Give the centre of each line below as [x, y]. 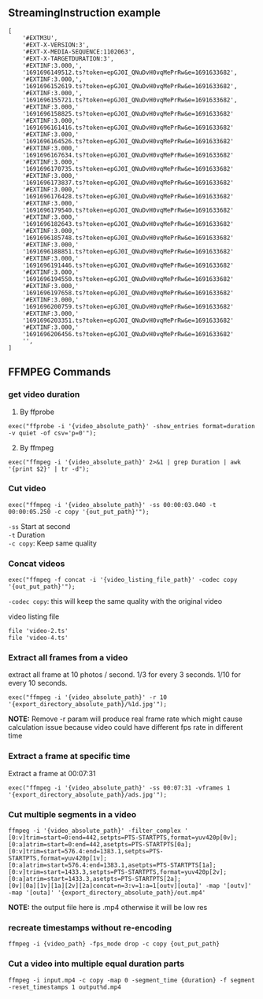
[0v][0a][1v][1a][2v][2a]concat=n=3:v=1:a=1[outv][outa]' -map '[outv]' [130, 886]
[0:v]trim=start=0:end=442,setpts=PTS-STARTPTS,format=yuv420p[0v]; [123, 838]
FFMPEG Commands [60, 372]
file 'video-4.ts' [38, 638]
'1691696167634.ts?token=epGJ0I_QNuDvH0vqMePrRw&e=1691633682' [128, 155]
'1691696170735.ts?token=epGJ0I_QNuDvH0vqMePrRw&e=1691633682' [128, 168]
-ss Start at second [39, 526]
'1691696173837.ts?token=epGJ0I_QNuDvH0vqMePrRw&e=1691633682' [128, 183]
